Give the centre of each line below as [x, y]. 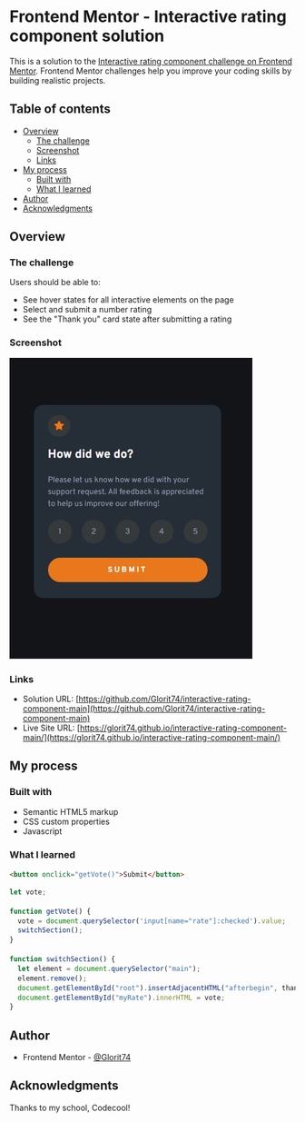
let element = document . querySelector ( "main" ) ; [109, 968]
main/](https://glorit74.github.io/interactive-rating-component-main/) [152, 738]
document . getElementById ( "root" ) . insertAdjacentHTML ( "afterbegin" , [148, 988]
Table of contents [60, 109]
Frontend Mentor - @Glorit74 [77, 1057]
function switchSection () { [63, 959]
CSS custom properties [66, 821]
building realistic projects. [58, 80]
